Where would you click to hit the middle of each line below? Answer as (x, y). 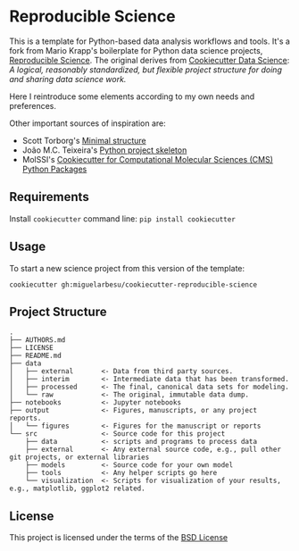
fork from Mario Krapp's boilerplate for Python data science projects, (136, 50)
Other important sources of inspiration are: (88, 123)
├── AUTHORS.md (37, 340)
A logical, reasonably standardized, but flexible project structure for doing (146, 70)
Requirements (49, 197)
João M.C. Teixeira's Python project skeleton (104, 150)
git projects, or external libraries (79, 457)
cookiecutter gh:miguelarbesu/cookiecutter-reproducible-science (133, 284)
